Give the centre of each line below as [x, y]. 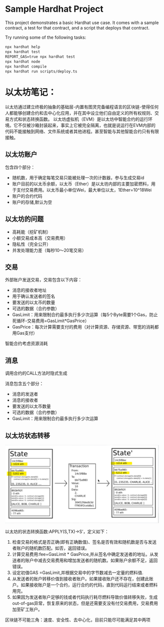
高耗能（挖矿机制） [31, 232]
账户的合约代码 [27, 196]
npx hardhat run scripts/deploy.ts [41, 71]
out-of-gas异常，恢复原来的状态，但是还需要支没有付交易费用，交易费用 [85, 603]
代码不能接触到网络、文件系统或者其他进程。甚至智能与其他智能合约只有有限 [82, 131]
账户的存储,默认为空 [32, 202]
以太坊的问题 [24, 219]
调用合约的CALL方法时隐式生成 [36, 373]
